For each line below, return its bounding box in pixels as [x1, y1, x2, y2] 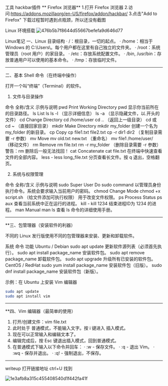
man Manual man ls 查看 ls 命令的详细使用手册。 [14, 207, 115, 213]
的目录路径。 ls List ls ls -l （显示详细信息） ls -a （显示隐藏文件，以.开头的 [5, 111, 160, 116]
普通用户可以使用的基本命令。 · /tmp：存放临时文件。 [9, 57, 119, 63]
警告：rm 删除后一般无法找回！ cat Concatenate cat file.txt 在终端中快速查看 [5, 148, 162, 154]
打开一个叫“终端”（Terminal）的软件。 [5, 83, 84, 89]
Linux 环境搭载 [5, 28, 35, 34]
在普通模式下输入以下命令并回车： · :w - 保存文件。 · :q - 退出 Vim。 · [12, 343, 155, 349]
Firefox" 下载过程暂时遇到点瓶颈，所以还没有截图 [5, 17, 106, 23]
